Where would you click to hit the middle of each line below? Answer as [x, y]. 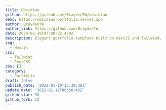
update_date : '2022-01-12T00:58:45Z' [45, 90]
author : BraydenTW [25, 24]
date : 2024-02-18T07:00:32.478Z [39, 33]
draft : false [19, 81]
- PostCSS [20, 62]
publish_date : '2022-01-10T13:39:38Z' [46, 85]
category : [16, 71]
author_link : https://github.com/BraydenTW [52, 29]
